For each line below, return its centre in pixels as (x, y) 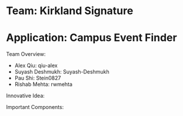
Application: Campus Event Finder (92, 38)
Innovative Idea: (26, 96)
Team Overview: (26, 54)
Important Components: (35, 107)
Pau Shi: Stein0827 (38, 78)
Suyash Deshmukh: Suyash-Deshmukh (62, 72)
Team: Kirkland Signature (70, 11)
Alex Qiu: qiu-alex (36, 65)
